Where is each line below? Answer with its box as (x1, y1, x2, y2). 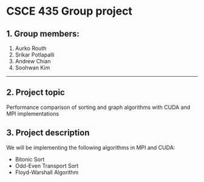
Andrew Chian (15, 58, 51, 65)
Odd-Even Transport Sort (15, 162, 79, 169)
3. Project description (6, 128, 90, 138)
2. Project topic (6, 87, 65, 98)
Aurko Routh (15, 44, 47, 52)
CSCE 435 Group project (6, 4, 132, 18)
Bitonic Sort (15, 155, 45, 163)
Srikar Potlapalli (15, 51, 55, 58)
